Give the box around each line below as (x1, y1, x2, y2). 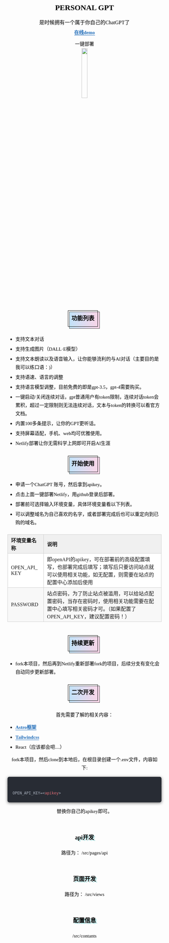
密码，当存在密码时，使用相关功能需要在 (52, 598, 149, 604)
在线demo (74, 30, 95, 35)
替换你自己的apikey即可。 (57, 809, 112, 814)
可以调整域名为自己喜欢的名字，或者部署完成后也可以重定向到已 (15, 511, 159, 517)
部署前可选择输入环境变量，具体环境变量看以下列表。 (15, 501, 135, 507)
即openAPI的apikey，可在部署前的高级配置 (47, 556, 145, 562)
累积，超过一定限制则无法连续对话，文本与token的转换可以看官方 (15, 402, 160, 408)
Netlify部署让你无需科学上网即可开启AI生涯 (15, 440, 111, 446)
